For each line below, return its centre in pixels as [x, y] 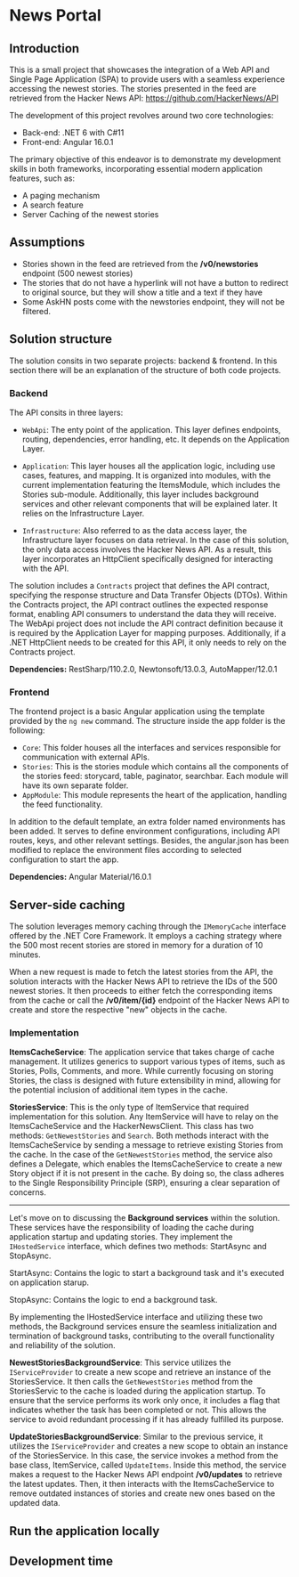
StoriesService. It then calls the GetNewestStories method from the [131, 1382]
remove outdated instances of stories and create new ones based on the [142, 1493]
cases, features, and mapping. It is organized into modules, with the [146, 475]
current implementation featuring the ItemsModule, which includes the [151, 484]
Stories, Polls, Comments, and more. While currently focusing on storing [141, 1071]
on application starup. [49, 1282]
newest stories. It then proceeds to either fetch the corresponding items [141, 991]
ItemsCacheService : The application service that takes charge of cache [142, 1053]
